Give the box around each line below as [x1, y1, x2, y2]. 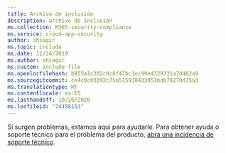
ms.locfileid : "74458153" [7, 103, 84, 110]
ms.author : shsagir [7, 57, 65, 64]
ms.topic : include [7, 43, 62, 51]
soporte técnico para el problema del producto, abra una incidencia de [7, 130, 215, 139]
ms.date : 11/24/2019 [7, 51, 69, 58]
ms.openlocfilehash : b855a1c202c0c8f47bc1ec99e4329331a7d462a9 [7, 70, 199, 77]
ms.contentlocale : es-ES [7, 90, 81, 97]
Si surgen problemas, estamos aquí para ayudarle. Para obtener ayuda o [7, 122, 220, 131]
